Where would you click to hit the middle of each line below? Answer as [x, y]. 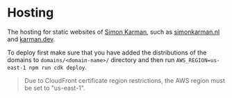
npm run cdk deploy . [58, 67]
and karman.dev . [31, 39]
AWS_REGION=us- [198, 60]
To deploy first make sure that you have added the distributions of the [107, 52]
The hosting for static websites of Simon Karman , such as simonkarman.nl [114, 32]
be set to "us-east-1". [55, 88]
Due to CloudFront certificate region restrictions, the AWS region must [125, 80]
